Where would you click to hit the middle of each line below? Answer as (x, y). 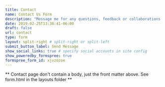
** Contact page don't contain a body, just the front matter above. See (77, 74)
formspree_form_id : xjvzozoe (35, 60)
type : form (16, 38)
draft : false (19, 28)
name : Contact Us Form (28, 14)
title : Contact (21, 10)
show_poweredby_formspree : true (38, 56)
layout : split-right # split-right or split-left (57, 42)
